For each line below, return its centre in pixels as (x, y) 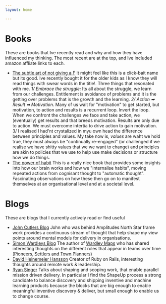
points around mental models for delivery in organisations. (72, 238)
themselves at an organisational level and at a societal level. (73, 184)
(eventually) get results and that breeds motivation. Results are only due (86, 120)
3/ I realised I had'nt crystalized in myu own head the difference (77, 131)
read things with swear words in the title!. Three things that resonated (83, 83)
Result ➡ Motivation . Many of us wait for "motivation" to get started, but (86, 104)
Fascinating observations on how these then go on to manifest (76, 178)
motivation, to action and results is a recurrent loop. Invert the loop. (81, 109)
